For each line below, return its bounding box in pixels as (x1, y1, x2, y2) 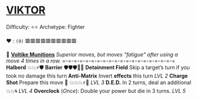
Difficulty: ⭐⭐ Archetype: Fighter (6, 23, 85, 30)
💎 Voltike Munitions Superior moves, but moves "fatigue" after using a (6, 51, 178, 58)
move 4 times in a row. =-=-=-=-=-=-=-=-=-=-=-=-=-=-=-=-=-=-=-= (6, 57, 175, 64)
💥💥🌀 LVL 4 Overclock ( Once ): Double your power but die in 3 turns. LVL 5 (6, 87, 186, 94)
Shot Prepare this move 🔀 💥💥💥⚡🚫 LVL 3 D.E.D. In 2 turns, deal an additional (6, 79, 192, 86)
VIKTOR (6, 4, 46, 17)
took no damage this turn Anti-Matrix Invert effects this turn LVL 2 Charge (6, 72, 188, 79)
